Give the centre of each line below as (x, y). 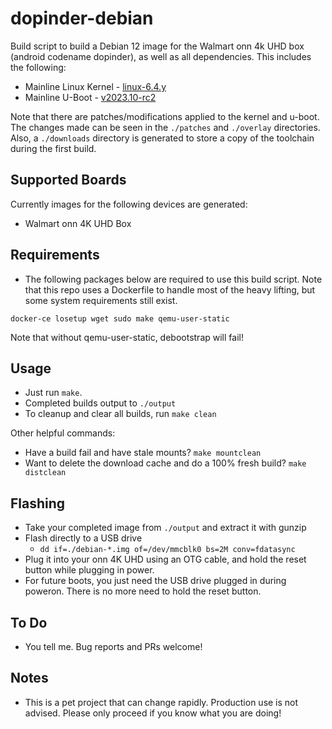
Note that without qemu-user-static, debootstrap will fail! (127, 337)
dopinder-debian (82, 18)
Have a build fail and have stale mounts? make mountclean (143, 453)
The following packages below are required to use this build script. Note (173, 279)
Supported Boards (68, 180)
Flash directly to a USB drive (83, 538)
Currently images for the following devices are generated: (129, 204)
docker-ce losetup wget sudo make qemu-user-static (120, 318)
